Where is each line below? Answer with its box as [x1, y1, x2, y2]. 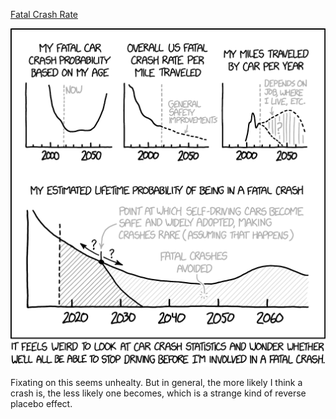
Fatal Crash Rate [10, 9, 78, 20]
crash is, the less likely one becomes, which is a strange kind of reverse [10, 387, 307, 399]
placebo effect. [10, 397, 73, 409]
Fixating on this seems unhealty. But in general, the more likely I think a [10, 376, 303, 388]
